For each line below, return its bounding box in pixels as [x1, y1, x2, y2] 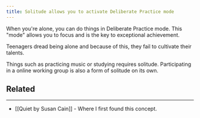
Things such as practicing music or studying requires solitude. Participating [6, 60, 192, 68]
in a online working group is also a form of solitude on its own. [6, 66, 159, 74]
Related [6, 84, 36, 94]
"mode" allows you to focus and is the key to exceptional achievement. [6, 31, 180, 39]
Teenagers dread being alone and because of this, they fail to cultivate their [6, 43, 192, 50]
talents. [6, 49, 25, 56]
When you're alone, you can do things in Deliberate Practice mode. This [6, 25, 183, 32]
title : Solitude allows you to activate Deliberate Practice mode [6, 8, 174, 15]
